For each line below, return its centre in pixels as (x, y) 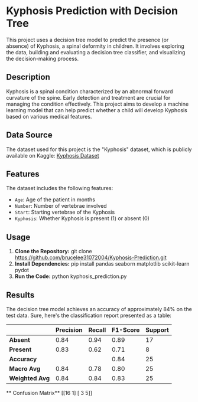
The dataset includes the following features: (60, 188)
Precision (69, 330)
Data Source (29, 135)
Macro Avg (25, 369)
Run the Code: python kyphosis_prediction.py (71, 276)
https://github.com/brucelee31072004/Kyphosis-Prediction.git (90, 257)
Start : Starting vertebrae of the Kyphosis (65, 212)
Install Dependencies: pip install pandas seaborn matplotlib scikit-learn (102, 264)
